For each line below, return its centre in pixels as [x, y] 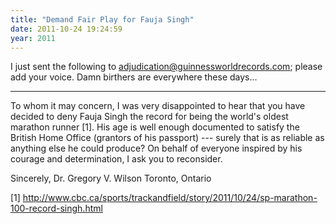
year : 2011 [33, 38]
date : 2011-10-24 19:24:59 [66, 29]
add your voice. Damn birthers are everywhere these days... [134, 77]
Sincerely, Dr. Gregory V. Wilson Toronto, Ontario [111, 178]
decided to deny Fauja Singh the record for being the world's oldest [149, 117]
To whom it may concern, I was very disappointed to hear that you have [158, 106]
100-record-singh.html [56, 208]
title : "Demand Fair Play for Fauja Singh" [102, 19]
